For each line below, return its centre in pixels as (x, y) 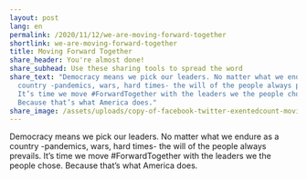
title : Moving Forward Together (71, 52)
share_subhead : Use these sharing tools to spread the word (127, 69)
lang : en (26, 26)
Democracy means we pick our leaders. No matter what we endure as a (144, 136)
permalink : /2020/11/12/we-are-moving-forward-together (118, 35)
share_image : (34, 111)
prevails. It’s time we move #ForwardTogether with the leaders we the (140, 156)
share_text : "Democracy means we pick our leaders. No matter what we (147, 77)
